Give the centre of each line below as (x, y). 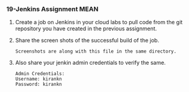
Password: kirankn (38, 84)
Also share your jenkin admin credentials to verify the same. (90, 63)
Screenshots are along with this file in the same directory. (96, 51)
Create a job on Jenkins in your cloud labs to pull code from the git (99, 22)
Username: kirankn (38, 79)
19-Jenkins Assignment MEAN (52, 9)
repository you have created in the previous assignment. (86, 28)
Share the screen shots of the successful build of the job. (87, 41)
